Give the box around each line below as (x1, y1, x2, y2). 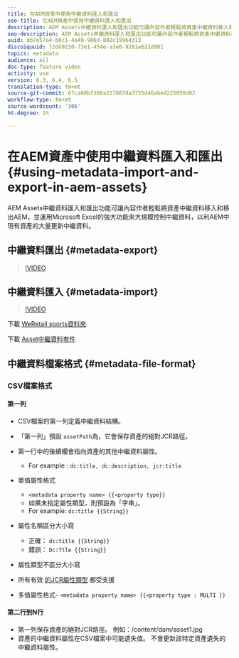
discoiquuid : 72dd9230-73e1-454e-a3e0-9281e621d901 (7, 43, 164, 50)
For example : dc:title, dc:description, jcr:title (28, 461, 182, 470)
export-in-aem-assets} (7, 179, 148, 195)
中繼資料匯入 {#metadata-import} (7, 286, 159, 298)
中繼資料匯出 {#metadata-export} (7, 244, 159, 257)
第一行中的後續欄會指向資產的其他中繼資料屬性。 (17, 447, 161, 455)
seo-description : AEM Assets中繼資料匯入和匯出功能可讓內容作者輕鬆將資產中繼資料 (7, 30, 231, 38)
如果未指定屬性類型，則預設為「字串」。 (28, 498, 144, 507)
